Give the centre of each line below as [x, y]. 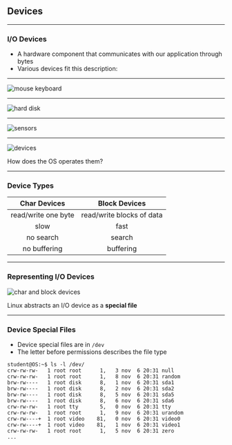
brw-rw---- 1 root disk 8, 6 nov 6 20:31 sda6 [91, 401]
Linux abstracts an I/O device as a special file [72, 305]
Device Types [30, 186]
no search [43, 237]
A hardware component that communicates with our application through [119, 54]
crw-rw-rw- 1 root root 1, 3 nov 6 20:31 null [91, 370]
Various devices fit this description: [67, 69]
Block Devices [122, 204]
